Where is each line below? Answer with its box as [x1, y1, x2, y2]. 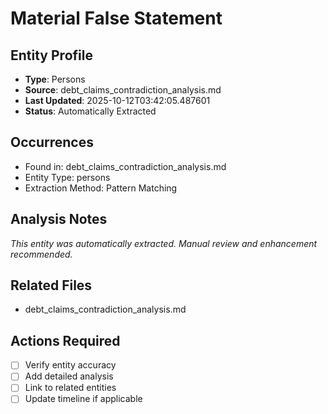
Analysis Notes [10, 211, 108, 228]
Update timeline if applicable [24, 393, 143, 405]
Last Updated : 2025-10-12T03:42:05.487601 [24, 95, 211, 106]
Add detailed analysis [24, 370, 114, 382]
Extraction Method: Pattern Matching [24, 182, 178, 194]
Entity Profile [10, 47, 93, 64]
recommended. [10, 248, 73, 260]
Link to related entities [24, 382, 117, 394]
